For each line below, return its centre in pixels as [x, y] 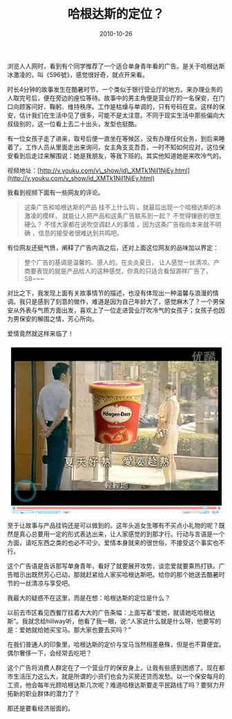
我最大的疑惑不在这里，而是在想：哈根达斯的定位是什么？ [89, 598]
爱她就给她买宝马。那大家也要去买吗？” [75, 629]
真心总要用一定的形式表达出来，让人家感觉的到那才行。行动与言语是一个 [122, 534]
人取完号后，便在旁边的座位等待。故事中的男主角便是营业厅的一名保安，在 [113, 98]
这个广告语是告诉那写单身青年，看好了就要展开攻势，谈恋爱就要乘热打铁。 [113, 566]
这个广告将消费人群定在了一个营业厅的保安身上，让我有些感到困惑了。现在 [113, 667]
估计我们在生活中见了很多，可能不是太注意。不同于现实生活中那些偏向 [119, 115]
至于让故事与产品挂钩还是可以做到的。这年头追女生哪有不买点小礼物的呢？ [113, 525]
